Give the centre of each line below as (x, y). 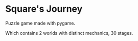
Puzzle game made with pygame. (40, 23)
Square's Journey (44, 9)
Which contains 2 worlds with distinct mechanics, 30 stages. (69, 33)
